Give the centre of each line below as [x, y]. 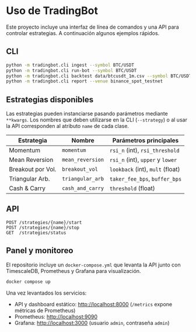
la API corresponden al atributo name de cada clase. [68, 126]
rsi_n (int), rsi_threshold [144, 150]
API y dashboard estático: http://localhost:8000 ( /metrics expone [93, 304]
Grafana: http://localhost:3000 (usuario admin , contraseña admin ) [92, 323]
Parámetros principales [146, 140]
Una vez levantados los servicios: [46, 293]
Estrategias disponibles [50, 100]
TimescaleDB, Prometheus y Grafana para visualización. [73, 271]
